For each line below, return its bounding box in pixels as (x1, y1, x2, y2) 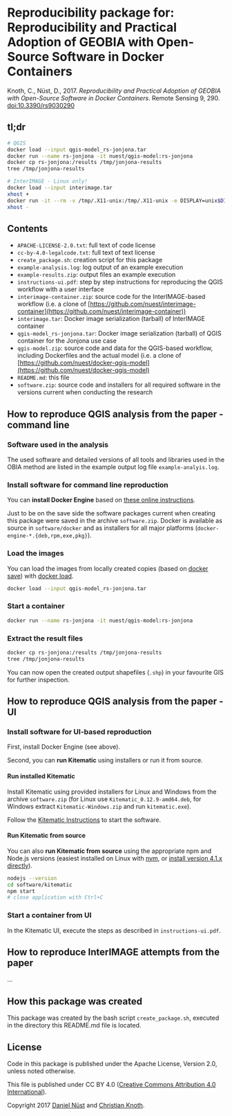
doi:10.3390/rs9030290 (7, 101, 75, 109)
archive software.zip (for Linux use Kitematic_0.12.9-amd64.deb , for (7, 794, 202, 803)
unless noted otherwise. (7, 1067, 76, 1075)
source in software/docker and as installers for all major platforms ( (7, 524, 198, 532)
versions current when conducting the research (17, 388, 153, 396)
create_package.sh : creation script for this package (17, 256, 163, 264)
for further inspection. (7, 675, 70, 684)
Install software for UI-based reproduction (7, 727, 152, 736)
